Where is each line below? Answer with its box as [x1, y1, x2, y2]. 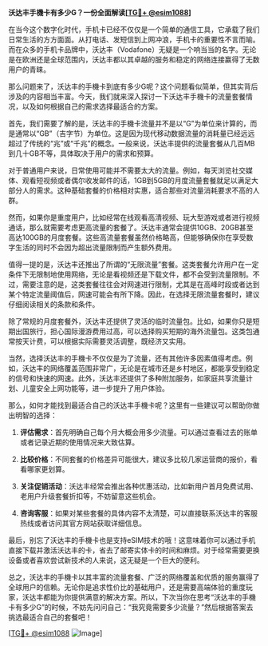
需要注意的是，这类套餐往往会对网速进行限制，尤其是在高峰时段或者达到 [22, 280, 260, 289]
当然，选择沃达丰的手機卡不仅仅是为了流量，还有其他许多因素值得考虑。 [8, 353, 246, 363]
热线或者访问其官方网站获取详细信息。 [19, 519, 146, 528]
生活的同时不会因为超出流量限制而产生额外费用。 [14, 243, 176, 252]
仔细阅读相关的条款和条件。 [8, 300, 100, 309]
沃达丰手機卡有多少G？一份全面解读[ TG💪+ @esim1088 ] [8, 8, 191, 17]
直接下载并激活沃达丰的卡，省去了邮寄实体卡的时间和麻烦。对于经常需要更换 [8, 545, 260, 555]
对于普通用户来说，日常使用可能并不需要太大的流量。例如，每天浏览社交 [8, 165, 246, 175]
